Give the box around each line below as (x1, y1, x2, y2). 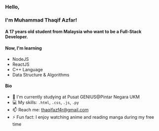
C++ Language (12, 66, 43, 72)
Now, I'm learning (5, 45, 42, 51)
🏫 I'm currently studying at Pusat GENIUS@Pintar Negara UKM (12, 94, 140, 100)
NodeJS (12, 56, 29, 62)
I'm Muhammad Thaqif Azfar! (5, 16, 78, 23)
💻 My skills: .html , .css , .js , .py (12, 99, 79, 105)
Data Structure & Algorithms (12, 72, 70, 78)
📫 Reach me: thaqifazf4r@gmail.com (12, 106, 89, 112)
